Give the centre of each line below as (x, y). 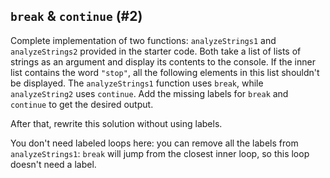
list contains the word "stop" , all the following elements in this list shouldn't (165, 72)
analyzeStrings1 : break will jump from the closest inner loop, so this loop (160, 153)
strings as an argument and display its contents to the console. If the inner (163, 61)
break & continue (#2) (76, 16)
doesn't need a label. (53, 164)
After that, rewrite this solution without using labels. (116, 123)
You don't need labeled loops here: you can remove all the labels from (154, 143)
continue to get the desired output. (82, 104)
